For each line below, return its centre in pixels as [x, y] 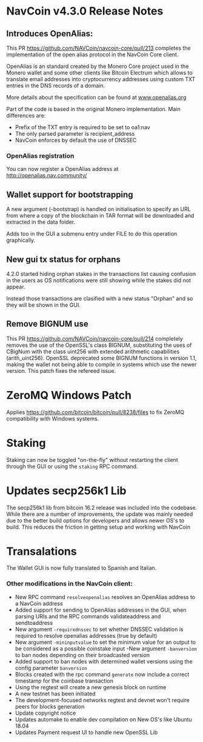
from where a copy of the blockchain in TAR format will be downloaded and [100, 216]
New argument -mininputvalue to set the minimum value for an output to [105, 642]
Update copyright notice [45, 713]
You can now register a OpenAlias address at [62, 169]
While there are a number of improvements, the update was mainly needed [100, 514]
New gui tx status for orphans [64, 259]
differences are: [26, 115]
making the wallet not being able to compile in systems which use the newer [101, 364]
